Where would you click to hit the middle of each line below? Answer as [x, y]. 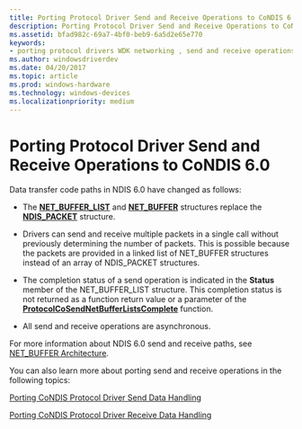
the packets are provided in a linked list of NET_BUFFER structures [146, 254]
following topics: [40, 380]
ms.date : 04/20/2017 [48, 68]
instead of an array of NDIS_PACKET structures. [111, 263]
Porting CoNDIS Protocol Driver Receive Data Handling [111, 416]
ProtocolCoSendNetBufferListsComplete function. [118, 309]
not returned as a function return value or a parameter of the [134, 299]
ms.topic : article [44, 76]
